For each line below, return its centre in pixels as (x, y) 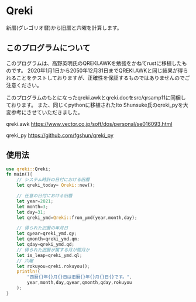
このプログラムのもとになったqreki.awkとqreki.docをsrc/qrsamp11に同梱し (96, 97)
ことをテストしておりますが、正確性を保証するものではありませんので (101, 78)
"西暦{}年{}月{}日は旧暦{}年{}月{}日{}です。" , (80, 277)
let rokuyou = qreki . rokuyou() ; (54, 266)
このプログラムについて (48, 48)
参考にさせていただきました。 (47, 112)
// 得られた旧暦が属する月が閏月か (53, 250)
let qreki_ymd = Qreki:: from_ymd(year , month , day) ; (77, 218)
